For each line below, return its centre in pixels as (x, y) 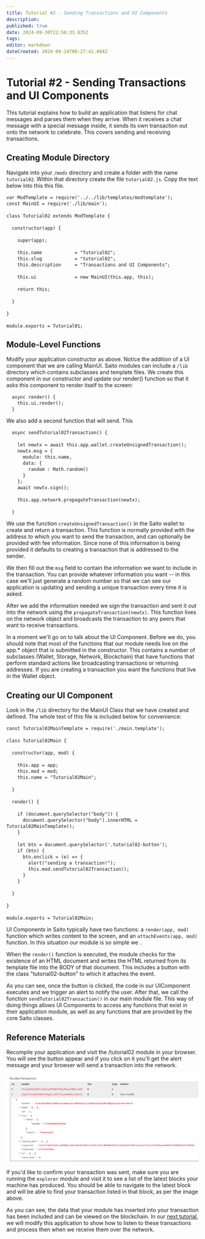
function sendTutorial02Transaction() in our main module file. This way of (100, 999)
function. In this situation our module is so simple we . (74, 942)
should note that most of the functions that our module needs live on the (97, 644)
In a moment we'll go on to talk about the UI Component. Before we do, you (101, 637)
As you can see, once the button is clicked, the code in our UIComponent (98, 986)
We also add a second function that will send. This (70, 421)
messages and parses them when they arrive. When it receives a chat (94, 119)
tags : (13, 39)
